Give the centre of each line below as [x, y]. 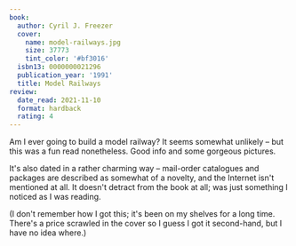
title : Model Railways [59, 83]
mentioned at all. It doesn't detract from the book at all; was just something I [149, 187]
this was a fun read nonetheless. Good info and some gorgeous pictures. [143, 151]
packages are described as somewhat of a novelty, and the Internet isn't [142, 178]
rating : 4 [35, 116]
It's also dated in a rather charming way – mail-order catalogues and [134, 169]
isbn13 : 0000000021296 [59, 67]
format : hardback [49, 108]
